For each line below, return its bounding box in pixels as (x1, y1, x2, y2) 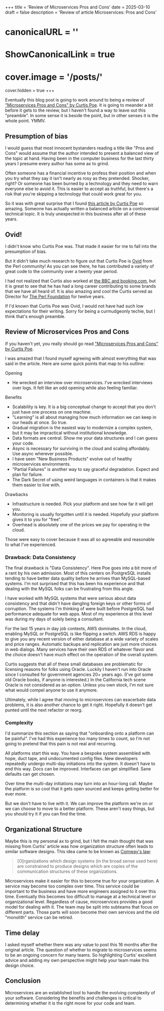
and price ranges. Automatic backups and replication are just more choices (5, 641, 157, 647)
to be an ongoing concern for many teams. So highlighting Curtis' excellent (5, 952, 157, 958)
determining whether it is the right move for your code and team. (5, 1000, 136, 1006)
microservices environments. (12, 461, 71, 467)
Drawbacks (5, 491, 28, 497)
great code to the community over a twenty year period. (5, 268, 118, 274)
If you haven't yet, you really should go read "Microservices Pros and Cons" (5, 341, 158, 346)
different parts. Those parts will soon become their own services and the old (5, 909, 160, 915)
